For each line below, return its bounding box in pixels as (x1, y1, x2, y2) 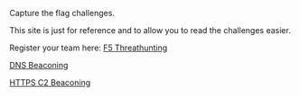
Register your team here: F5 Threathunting (9, 42, 168, 53)
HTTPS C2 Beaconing (9, 77, 91, 88)
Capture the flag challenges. (9, 8, 116, 18)
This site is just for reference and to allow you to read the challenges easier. (9, 25, 291, 35)
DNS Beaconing (9, 60, 69, 70)
